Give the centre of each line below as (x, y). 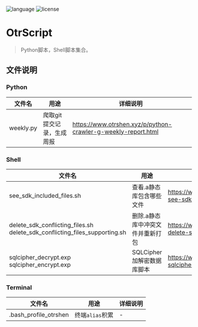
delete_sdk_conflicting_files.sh (51, 225)
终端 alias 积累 (94, 315)
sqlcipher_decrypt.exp (40, 257)
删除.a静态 (146, 216)
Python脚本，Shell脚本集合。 (56, 49)
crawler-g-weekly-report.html (115, 131)
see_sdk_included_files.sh (45, 195)
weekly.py (23, 128)
